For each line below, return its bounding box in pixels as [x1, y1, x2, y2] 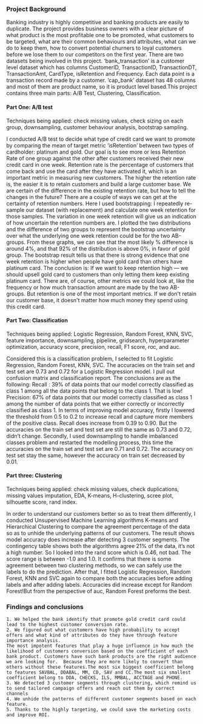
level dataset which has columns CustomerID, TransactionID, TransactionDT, [6, 64, 197, 71]
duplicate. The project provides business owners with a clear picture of [6, 25, 184, 32]
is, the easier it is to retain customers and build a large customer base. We [6, 180, 191, 188]
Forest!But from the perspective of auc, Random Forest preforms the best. [6, 587, 191, 595]
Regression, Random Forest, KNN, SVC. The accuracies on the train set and [6, 361, 195, 368]
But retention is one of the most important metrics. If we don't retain [27, 290, 197, 297]
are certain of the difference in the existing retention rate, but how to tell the [6, 187, 196, 194]
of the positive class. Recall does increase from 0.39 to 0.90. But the [6, 419, 177, 427]
